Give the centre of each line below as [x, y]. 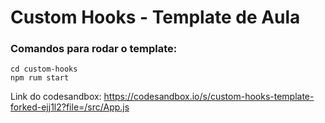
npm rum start [40, 78]
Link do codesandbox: [56, 97]
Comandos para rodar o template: [94, 49]
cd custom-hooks [44, 69]
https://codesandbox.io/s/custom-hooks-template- [209, 97]
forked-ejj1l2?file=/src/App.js [70, 107]
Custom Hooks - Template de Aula [155, 17]
